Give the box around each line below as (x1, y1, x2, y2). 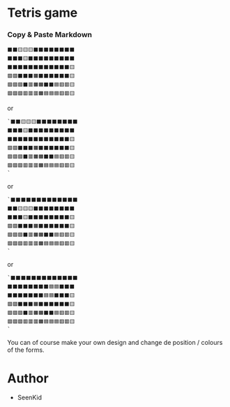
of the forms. (7, 346, 45, 354)
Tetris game (7, 5, 78, 21)
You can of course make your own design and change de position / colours (7, 339, 223, 347)
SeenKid (17, 393, 42, 402)
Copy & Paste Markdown (7, 30, 93, 40)
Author (7, 370, 49, 386)
